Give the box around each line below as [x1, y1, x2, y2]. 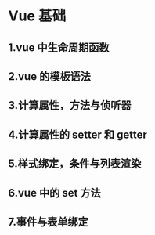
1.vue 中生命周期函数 [8, 41, 110, 54]
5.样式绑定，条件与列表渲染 [8, 157, 142, 171]
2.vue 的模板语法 [8, 70, 92, 83]
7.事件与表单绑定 [8, 215, 88, 228]
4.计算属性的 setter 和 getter [8, 128, 147, 141]
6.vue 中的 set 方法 [8, 186, 102, 200]
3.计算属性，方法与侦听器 [8, 99, 132, 112]
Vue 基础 [8, 7, 67, 25]
